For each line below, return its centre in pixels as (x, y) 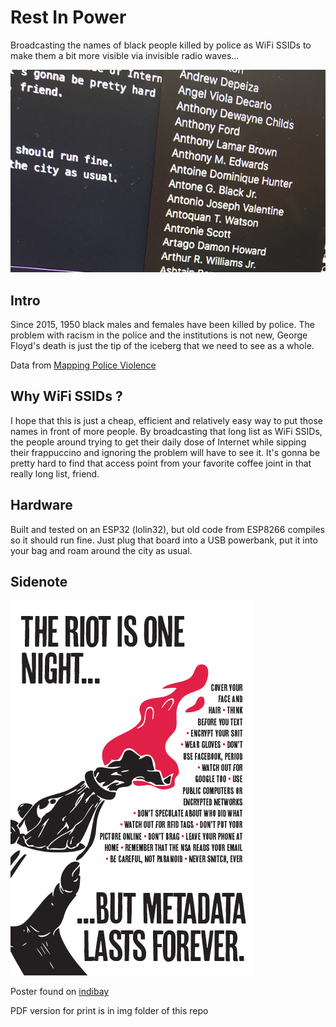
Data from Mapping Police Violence (83, 365)
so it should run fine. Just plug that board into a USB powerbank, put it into (164, 540)
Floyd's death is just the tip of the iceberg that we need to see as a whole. (162, 345)
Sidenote (39, 582)
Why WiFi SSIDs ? (66, 396)
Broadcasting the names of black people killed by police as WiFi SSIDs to (161, 45)
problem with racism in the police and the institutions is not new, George (159, 335)
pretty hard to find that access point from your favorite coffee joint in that (161, 463)
